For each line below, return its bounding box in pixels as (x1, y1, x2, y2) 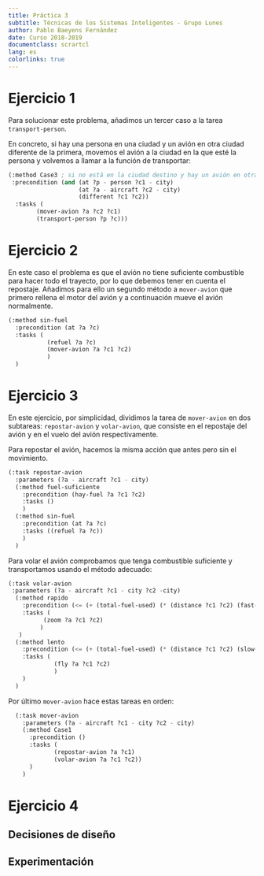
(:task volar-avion (8, 580, 72, 588)
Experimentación (8, 855, 94, 868)
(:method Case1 (22, 726, 72, 734)
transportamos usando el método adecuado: (8, 564, 152, 573)
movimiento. (8, 453, 49, 462)
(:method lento (15, 638, 65, 646)
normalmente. (8, 301, 53, 310)
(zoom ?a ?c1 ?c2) (42, 616, 104, 624)
